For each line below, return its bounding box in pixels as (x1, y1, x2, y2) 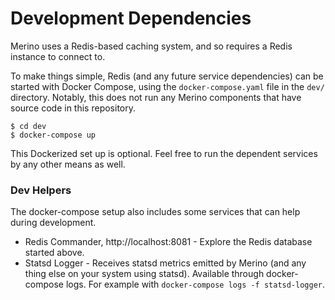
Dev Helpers (10, 183, 72, 197)
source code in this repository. (10, 102, 136, 114)
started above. (24, 247, 85, 259)
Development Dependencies (10, 7, 252, 30)
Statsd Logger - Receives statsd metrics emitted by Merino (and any (24, 257, 307, 269)
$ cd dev (10, 121, 47, 131)
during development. (10, 217, 97, 229)
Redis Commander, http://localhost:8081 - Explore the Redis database (24, 236, 313, 248)
